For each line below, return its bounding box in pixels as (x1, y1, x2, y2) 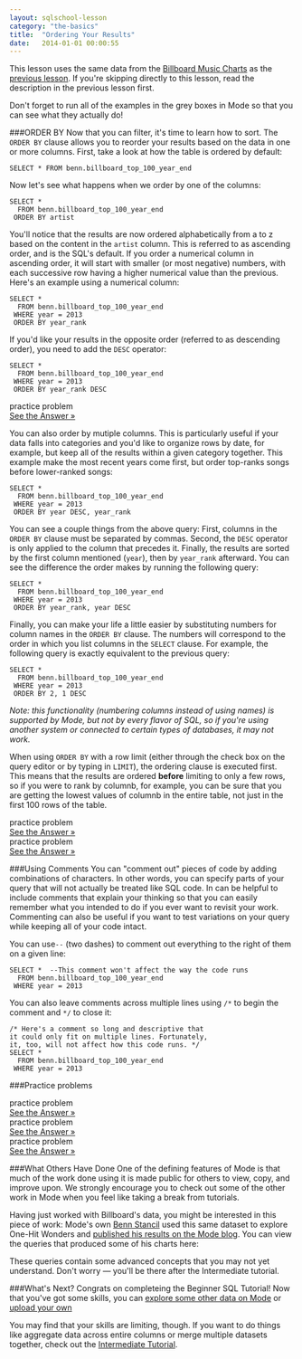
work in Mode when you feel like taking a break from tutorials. (9, 1192, 240, 1203)
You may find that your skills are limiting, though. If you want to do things (9, 1320, 281, 1331)
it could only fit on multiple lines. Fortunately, (9, 1032, 208, 1041)
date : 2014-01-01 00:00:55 (9, 38, 119, 48)
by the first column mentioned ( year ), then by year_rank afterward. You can (9, 553, 289, 564)
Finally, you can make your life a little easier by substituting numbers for (9, 619, 278, 630)
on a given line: (9, 948, 66, 959)
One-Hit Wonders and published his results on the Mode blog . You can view (9, 1229, 292, 1240)
